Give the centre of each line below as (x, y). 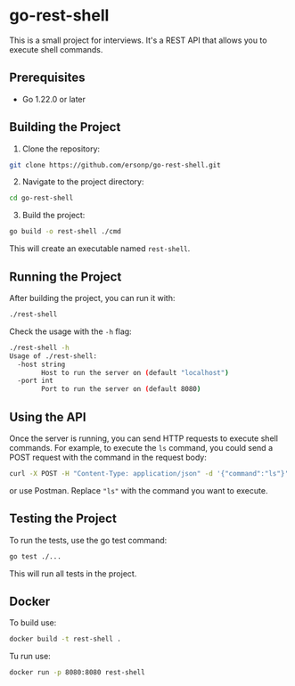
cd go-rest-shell (41, 198)
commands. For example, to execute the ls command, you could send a (141, 447)
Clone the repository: (61, 149)
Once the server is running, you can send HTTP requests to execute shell (144, 438)
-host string (41, 364)
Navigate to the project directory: (83, 182)
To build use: (33, 623)
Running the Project (66, 277)
